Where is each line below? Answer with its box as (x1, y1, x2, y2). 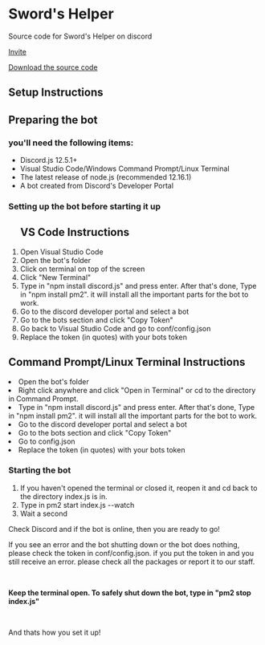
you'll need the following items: (8, 137, 134, 148)
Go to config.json (18, 436, 75, 446)
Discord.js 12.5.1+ (19, 156, 78, 165)
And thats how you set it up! (8, 627, 101, 637)
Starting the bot (8, 464, 71, 476)
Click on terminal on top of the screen (19, 264, 145, 274)
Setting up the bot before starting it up (8, 201, 161, 212)
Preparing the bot (8, 113, 98, 127)
